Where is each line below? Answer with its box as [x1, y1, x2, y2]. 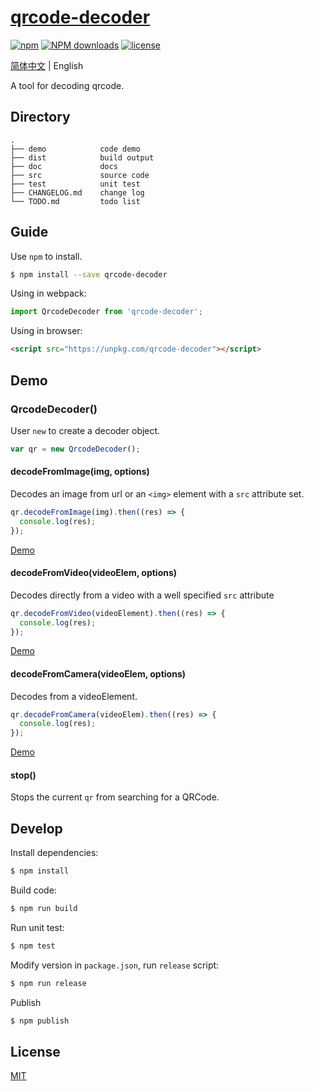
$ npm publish [10, 1016, 70, 1026]
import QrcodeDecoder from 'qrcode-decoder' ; [10, 307, 203, 317]
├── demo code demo [10, 144, 141, 154]
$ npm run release [10, 978, 87, 988]
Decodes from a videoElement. [10, 690, 138, 702]
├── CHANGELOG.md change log [10, 187, 145, 198]
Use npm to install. [10, 250, 83, 262]
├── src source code [10, 170, 150, 180]
